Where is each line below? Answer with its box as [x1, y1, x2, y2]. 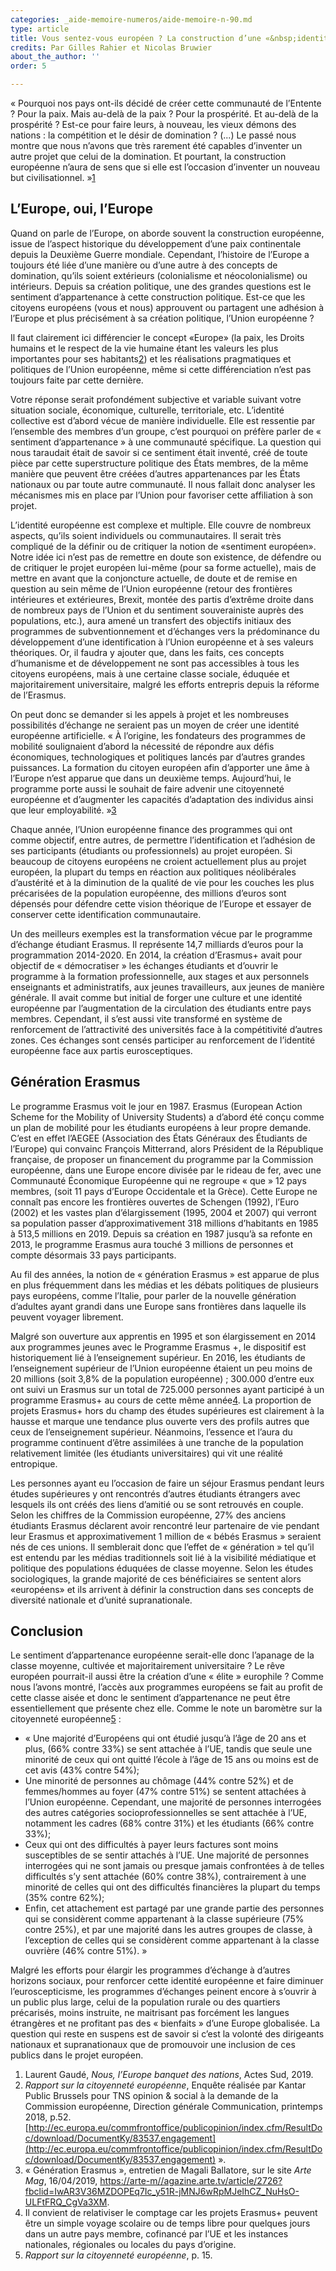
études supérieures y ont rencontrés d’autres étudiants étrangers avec [10, 1487, 301, 1500]
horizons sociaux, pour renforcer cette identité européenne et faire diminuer [10, 1975, 324, 1987]
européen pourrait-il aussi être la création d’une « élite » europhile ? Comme [10, 1671, 324, 1683]
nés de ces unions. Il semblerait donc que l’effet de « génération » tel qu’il [10, 1541, 315, 1553]
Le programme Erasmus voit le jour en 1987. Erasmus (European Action [10, 1100, 303, 1112]
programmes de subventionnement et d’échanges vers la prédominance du [10, 625, 320, 637]
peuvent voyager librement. [10, 1311, 124, 1323]
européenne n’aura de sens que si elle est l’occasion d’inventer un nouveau [10, 161, 321, 173]
